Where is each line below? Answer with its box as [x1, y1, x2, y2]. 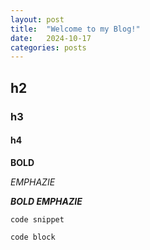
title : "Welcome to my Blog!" [10, 24, 141, 34]
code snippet [10, 214, 65, 225]
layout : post [10, 14, 65, 25]
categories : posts [10, 42, 87, 53]
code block [10, 232, 56, 242]
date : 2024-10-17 [10, 33, 92, 43]
